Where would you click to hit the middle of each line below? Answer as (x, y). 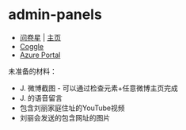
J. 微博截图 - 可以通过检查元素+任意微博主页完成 (99, 88)
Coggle (32, 46)
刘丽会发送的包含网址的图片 (65, 117)
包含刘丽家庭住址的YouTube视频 (72, 108)
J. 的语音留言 (41, 97)
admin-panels (55, 15)
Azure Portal (40, 55)
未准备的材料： (32, 71)
